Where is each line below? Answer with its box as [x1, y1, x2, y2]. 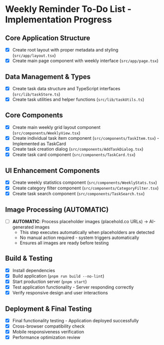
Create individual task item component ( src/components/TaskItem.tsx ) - [12, 135, 160, 141]
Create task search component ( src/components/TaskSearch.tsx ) [12, 191, 145, 197]
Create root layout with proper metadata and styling [12, 47, 118, 53]
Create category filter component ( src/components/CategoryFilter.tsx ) [12, 185, 159, 191]
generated [12, 224, 34, 230]
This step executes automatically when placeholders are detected [19, 230, 155, 235]
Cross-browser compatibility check [12, 323, 85, 329]
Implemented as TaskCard [12, 141, 66, 147]
